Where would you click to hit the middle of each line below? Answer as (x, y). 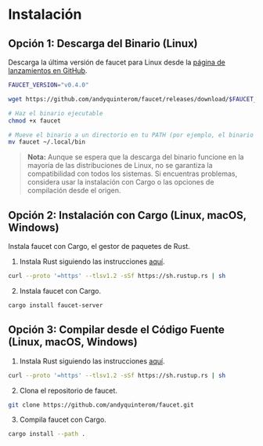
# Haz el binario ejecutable (56, 113)
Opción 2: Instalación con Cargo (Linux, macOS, (127, 215)
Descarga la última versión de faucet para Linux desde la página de (117, 62)
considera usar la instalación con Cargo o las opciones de (121, 182)
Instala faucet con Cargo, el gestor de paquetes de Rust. (99, 247)
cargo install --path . (47, 434)
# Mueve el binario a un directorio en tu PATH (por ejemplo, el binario (131, 135)
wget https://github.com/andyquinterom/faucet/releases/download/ (119, 99)
